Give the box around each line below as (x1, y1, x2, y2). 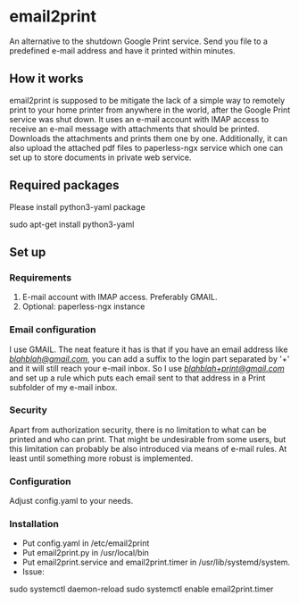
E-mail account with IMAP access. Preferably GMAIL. (21, 292, 218, 303)
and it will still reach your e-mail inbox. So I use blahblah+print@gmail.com (9, 363, 285, 373)
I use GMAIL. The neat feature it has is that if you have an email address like (9, 344, 288, 355)
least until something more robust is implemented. (9, 453, 194, 464)
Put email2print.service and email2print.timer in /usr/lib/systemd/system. (21, 557, 291, 568)
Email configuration (9, 323, 96, 336)
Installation (9, 518, 60, 531)
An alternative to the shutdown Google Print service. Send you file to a (9, 36, 268, 46)
